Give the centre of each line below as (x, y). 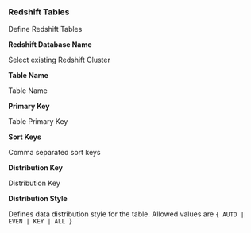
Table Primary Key (38, 122)
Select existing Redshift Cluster (60, 60)
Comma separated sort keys (54, 153)
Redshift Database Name (50, 45)
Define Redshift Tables (45, 29)
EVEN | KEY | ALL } (41, 222)
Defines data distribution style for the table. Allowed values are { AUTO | (126, 214)
